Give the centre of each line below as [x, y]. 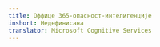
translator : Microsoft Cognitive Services [80, 30]
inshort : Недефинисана [46, 23]
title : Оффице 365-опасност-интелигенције [80, 16]
